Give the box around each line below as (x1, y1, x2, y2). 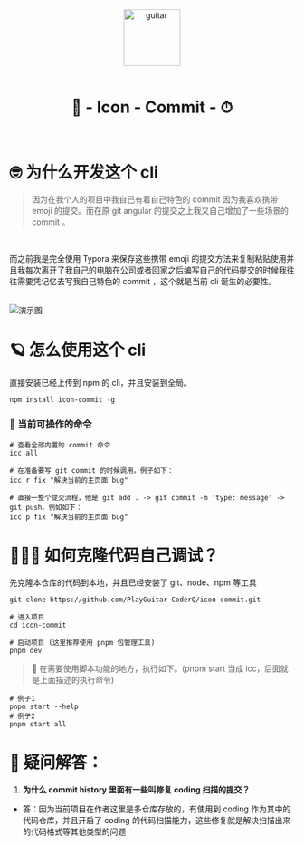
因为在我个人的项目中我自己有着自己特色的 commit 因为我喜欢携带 (31, 194, 279, 205)
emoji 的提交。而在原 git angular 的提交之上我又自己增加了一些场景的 (31, 205, 290, 216)
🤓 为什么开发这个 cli (9, 162, 158, 183)
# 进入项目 (9, 613, 45, 622)
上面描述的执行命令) (39, 675, 115, 686)
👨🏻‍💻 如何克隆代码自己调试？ (9, 545, 219, 566)
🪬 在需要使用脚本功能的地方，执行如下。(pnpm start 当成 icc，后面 (31, 663, 280, 674)
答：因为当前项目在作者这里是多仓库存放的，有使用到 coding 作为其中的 (22, 803, 291, 814)
